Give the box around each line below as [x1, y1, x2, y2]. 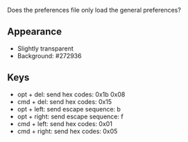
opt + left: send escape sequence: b [17, 105, 121, 113]
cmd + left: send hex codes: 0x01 [17, 119, 113, 127]
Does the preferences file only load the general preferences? [7, 6, 182, 14]
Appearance [7, 26, 62, 37]
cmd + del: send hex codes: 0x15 [17, 97, 112, 106]
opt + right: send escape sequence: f [17, 112, 123, 121]
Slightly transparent [17, 44, 74, 53]
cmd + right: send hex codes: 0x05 [17, 127, 118, 135]
